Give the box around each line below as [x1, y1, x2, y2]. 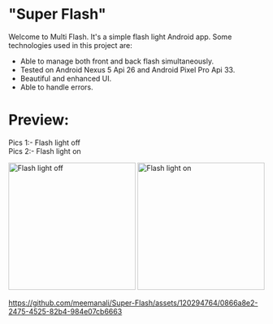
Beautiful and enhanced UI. [19, 73, 112, 83]
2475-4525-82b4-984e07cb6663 [8, 306, 123, 316]
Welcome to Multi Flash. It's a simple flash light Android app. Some [8, 32, 232, 42]
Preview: [8, 111, 69, 129]
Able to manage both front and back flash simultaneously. [19, 56, 214, 66]
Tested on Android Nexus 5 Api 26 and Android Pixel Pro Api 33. [19, 64, 236, 74]
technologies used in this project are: [8, 40, 132, 50]
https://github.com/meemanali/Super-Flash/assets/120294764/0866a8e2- [8, 298, 258, 308]
